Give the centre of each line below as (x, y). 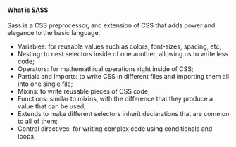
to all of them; (38, 121)
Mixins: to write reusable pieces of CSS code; (83, 91)
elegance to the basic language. (54, 33)
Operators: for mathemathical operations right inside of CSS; (105, 69)
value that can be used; (51, 106)
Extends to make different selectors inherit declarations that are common (123, 114)
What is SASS (28, 10)
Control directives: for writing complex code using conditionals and (115, 129)
